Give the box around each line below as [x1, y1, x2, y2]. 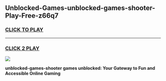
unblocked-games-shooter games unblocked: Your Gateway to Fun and [5, 65, 156, 71]
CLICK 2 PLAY [5, 45, 40, 52]
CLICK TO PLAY [5, 27, 43, 33]
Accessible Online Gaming [5, 70, 61, 76]
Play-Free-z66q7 [5, 12, 59, 20]
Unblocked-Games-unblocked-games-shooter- [5, 4, 156, 12]
